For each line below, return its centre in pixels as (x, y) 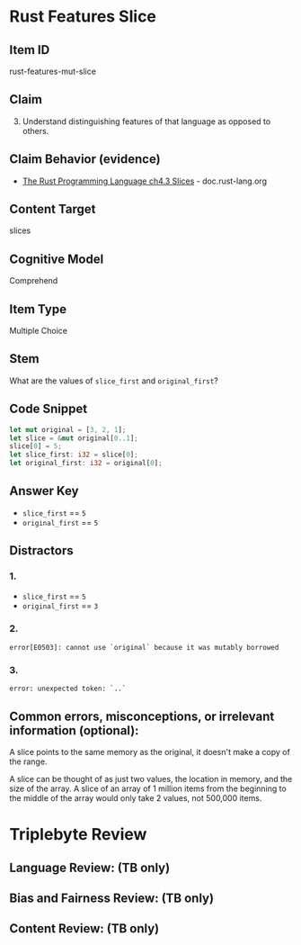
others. (35, 130)
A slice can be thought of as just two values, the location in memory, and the (151, 778)
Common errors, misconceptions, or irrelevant (142, 716)
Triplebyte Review (78, 835)
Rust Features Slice (83, 17)
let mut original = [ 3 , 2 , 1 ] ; (68, 429)
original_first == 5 (60, 522)
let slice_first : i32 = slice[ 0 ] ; (74, 455)
